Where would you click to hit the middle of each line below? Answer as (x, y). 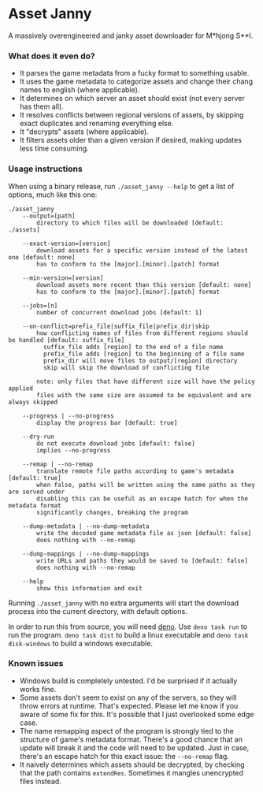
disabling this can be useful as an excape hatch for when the (142, 498)
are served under (37, 492)
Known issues (36, 664)
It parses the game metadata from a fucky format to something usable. (134, 73)
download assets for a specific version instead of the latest (142, 250)
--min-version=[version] (63, 278)
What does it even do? (52, 56)
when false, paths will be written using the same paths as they (146, 485)
